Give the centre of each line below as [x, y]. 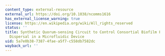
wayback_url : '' [22, 46]
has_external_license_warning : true [42, 19]
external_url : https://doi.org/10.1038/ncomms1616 [58, 14]
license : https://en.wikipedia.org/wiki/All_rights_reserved [69, 23]
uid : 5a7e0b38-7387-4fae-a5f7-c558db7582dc [50, 41]
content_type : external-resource [39, 9]
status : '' [16, 28]
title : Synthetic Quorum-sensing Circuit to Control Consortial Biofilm [81, 32]
